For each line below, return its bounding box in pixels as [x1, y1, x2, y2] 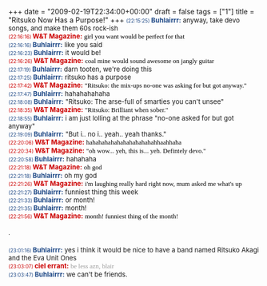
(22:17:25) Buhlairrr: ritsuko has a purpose [8, 73, 132, 81]
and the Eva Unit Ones [8, 253, 78, 262]
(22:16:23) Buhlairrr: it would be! [8, 48, 102, 57]
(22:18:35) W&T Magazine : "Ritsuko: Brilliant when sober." [8, 105, 169, 114]
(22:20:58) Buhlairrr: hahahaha [8, 155, 97, 163]
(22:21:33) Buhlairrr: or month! [8, 196, 95, 205]
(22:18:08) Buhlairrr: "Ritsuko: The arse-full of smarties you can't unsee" [8, 97, 225, 106]
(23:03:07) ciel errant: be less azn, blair [8, 261, 114, 270]
